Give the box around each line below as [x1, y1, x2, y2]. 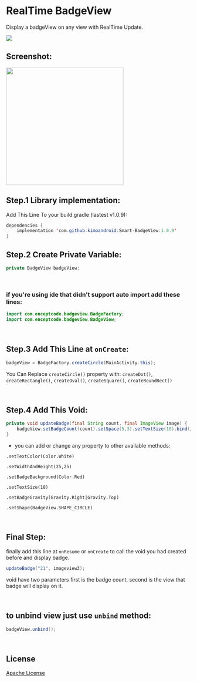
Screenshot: [6, 52, 52, 62]
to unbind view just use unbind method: [6, 611, 151, 621]
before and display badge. [6, 554, 70, 561]
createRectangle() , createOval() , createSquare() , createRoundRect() [6, 377, 173, 384]
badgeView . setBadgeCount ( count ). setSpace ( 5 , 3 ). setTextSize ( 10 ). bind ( [16, 426, 191, 432]
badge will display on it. [6, 582, 63, 589]
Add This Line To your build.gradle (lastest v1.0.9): [6, 211, 127, 218]
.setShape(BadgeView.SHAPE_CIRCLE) [6, 505, 93, 511]
